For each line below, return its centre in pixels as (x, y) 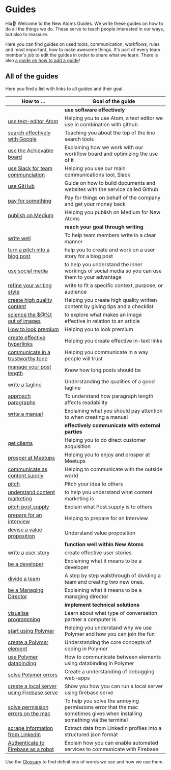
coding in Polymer (86, 648)
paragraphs (22, 402)
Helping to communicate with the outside (113, 469)
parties (73, 432)
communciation (26, 175)
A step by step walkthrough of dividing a (113, 575)
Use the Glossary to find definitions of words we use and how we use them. (85, 761)
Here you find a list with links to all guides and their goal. (64, 89)
